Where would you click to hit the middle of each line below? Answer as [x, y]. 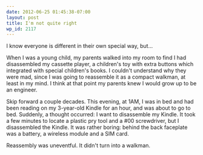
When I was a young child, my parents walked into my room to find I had [96, 58]
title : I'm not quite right [42, 23]
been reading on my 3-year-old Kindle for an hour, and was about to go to [98, 108]
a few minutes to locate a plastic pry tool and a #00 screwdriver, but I [93, 121]
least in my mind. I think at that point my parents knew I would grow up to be [101, 84]
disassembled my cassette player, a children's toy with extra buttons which [100, 64]
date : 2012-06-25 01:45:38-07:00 [48, 12]
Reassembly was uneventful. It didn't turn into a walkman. [78, 145]
